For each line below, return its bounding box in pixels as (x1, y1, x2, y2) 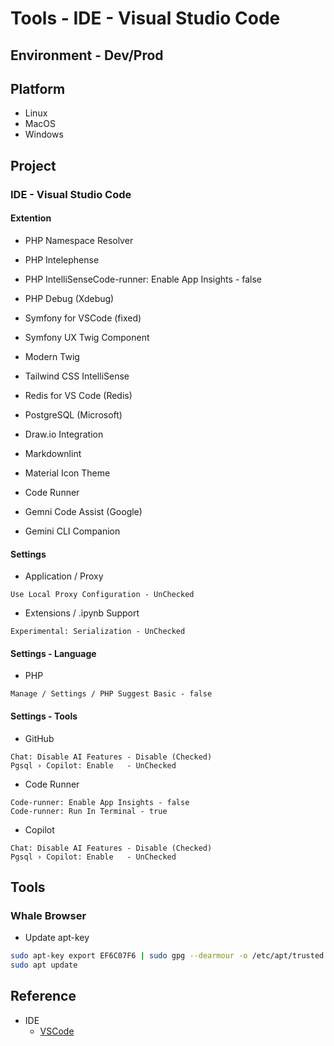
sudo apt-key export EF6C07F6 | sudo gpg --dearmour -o (10, 951, 248, 961)
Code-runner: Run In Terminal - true (10, 806, 168, 816)
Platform (10, 80, 66, 97)
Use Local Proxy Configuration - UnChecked (10, 590, 195, 600)
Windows (24, 128, 64, 141)
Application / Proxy (24, 570, 104, 582)
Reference (10, 988, 77, 1005)
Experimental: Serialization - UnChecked (10, 627, 186, 637)
